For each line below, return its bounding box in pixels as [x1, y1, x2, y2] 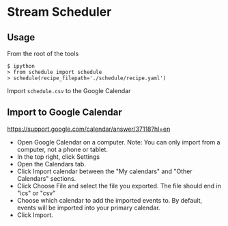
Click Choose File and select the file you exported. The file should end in [16, 181, 222, 190]
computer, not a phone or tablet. [16, 145, 108, 153]
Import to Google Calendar [7, 107, 123, 118]
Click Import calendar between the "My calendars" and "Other [16, 167, 193, 175]
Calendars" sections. [16, 174, 76, 182]
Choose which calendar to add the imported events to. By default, [16, 196, 203, 204]
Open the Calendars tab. [16, 160, 87, 168]
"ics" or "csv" [16, 189, 56, 197]
